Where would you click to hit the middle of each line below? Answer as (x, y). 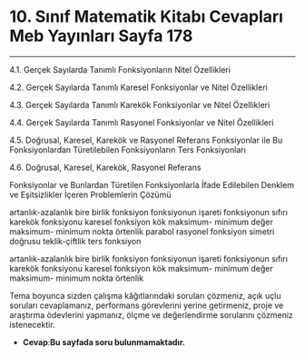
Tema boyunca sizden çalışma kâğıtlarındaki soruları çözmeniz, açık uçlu (145, 295)
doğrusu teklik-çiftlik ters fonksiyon (75, 241)
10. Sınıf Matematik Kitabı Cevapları (147, 17)
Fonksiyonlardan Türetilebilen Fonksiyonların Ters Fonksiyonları (128, 149)
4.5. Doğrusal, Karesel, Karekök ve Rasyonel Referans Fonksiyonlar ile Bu (146, 140)
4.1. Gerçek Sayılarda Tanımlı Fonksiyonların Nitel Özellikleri (120, 69)
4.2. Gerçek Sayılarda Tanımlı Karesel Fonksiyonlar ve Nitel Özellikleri (138, 87)
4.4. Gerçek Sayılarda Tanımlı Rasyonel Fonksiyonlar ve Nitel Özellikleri (142, 122)
